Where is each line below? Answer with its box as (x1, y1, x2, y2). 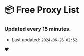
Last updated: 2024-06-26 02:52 (11, 37, 78, 43)
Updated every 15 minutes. (4, 26, 71, 33)
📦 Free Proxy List (4, 4, 79, 16)
